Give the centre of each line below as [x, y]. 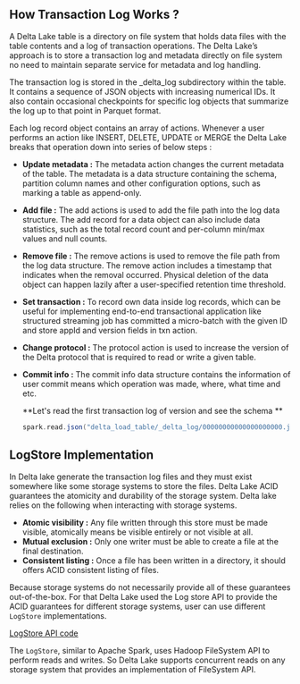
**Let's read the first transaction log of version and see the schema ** [152, 410]
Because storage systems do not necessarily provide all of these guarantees [150, 587]
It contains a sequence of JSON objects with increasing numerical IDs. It [142, 91]
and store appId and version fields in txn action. [110, 330]
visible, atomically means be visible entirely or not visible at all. [137, 532]
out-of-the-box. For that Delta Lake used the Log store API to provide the [144, 596]
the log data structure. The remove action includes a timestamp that [147, 265]
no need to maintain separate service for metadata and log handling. [135, 64]
